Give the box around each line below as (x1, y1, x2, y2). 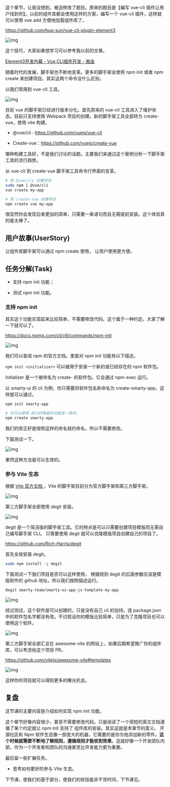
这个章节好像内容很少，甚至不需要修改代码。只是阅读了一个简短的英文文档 (5, 719, 160, 725)
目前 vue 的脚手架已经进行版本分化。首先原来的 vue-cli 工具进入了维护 (5, 107, 152, 113)
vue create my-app (5, 187, 44, 193)
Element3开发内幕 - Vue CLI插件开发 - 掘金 (5, 58, 95, 64)
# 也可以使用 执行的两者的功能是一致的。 (5, 411, 80, 416)
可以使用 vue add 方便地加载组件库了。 (5, 17, 87, 23)
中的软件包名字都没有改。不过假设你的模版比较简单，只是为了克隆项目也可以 (5, 613, 165, 620)
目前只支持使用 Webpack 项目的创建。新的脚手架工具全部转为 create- (14, 113, 159, 119)
